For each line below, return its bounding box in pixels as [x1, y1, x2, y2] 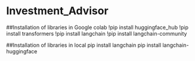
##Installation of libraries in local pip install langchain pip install [6, 41, 162, 49]
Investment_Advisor [6, 4, 109, 18]
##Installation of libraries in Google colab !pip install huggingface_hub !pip [6, 24, 189, 31]
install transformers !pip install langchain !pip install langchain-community [6, 30, 187, 37]
